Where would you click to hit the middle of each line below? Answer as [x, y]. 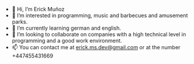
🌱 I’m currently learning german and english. [66, 28]
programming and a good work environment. [67, 41]
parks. [20, 22]
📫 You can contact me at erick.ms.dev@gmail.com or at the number [96, 47]
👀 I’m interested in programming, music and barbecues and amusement [100, 15]
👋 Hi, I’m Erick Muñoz [38, 9]
